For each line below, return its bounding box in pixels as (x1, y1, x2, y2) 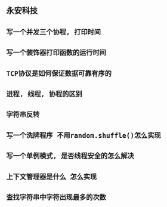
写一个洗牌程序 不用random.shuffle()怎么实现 (6, 131, 161, 140)
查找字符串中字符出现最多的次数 (6, 193, 106, 202)
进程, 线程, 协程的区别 (6, 89, 82, 98)
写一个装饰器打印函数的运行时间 (6, 48, 106, 57)
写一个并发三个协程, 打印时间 (6, 27, 101, 36)
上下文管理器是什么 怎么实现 (6, 172, 97, 181)
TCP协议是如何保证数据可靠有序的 (6, 69, 112, 78)
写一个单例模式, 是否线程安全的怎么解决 (6, 152, 134, 160)
